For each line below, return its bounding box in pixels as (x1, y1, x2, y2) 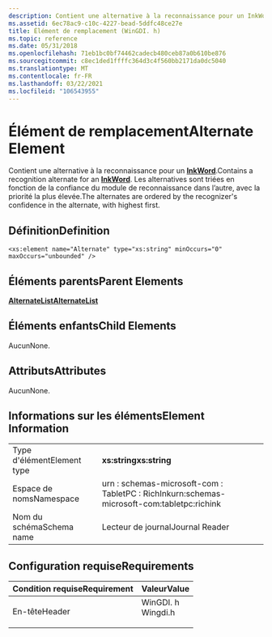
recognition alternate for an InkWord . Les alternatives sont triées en (8, 175, 235, 185)
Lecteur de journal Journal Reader (101, 521, 230, 533)
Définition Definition (8, 223, 110, 237)
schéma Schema (12, 521, 74, 533)
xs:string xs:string (101, 455, 172, 466)
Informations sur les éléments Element (8, 409, 205, 423)
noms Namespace (12, 493, 79, 504)
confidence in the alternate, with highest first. (8, 200, 160, 210)
